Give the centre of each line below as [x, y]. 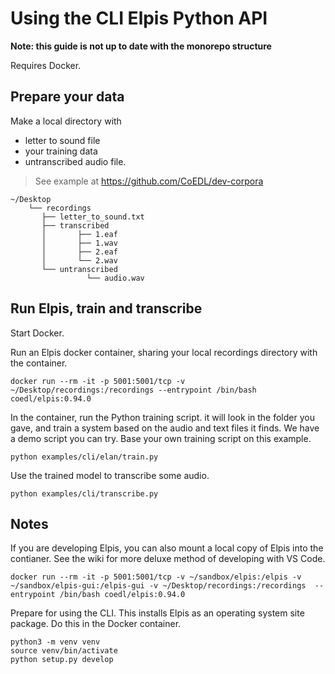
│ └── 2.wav [79, 260]
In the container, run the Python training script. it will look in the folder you [162, 417]
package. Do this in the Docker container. [96, 624]
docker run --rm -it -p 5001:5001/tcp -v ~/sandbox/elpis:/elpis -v [156, 577]
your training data [61, 151]
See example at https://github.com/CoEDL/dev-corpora [149, 181]
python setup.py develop [62, 660]
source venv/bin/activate [64, 651]
